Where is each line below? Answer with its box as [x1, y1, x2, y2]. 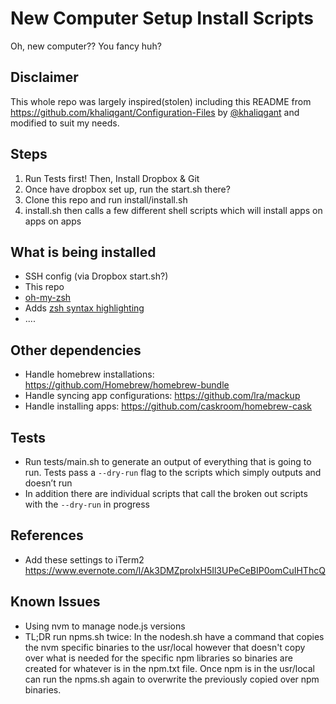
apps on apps [24, 215, 82, 227]
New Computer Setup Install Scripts [10, 7, 314, 30]
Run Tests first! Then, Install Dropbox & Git [24, 172, 200, 184]
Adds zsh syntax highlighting [24, 302, 145, 314]
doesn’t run [24, 477, 73, 489]
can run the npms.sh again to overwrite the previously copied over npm [24, 673, 320, 685]
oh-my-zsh [24, 292, 72, 304]
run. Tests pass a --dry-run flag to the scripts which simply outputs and [24, 467, 322, 478]
